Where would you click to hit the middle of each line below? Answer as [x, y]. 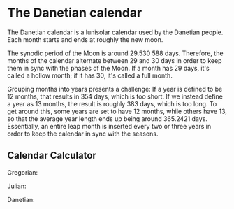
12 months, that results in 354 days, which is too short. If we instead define [115, 96]
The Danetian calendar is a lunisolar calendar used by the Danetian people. [115, 32]
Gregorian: [23, 172]
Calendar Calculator [52, 156]
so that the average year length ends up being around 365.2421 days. [108, 118]
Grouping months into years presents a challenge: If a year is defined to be [115, 89]
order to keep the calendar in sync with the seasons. [83, 134]
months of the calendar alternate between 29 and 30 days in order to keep [115, 60]
